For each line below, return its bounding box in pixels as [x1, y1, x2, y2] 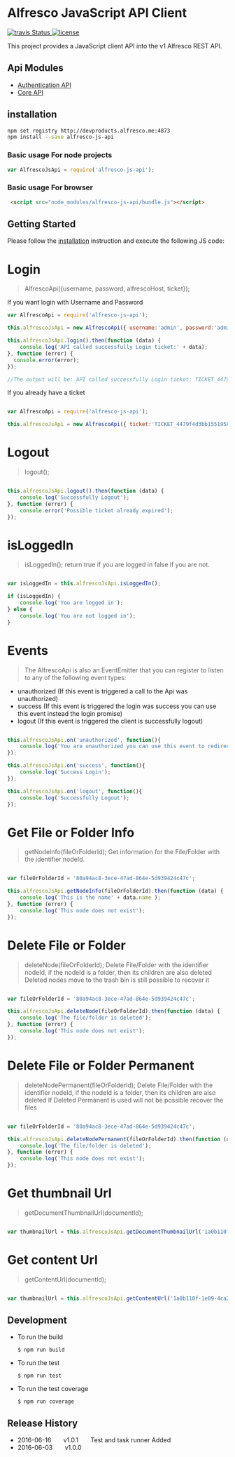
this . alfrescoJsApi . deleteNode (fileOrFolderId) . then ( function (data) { [7, 1008, 220, 1015]
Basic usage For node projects [7, 150, 113, 160]
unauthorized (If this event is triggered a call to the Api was [17, 686, 188, 696]
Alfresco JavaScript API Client [7, 5, 187, 21]
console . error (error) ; [13, 357, 80, 364]
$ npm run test [17, 1372, 62, 1380]
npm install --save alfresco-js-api [7, 133, 114, 141]
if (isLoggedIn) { [7, 593, 61, 600]
